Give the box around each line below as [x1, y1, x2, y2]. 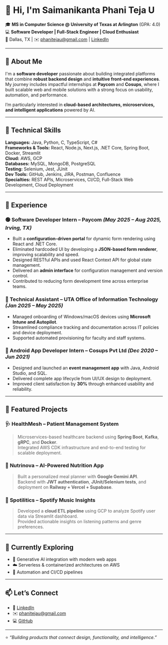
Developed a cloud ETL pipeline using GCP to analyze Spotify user [17, 508, 156, 514]
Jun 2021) [5, 353, 30, 360]
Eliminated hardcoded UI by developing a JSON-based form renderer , [12, 246, 158, 252]
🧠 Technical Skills [5, 126, 61, 134]
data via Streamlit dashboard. [17, 513, 78, 519]
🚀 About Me [5, 57, 42, 66]
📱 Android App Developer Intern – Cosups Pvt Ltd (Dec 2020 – [5, 347, 158, 354]
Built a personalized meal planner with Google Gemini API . [17, 473, 138, 479]
